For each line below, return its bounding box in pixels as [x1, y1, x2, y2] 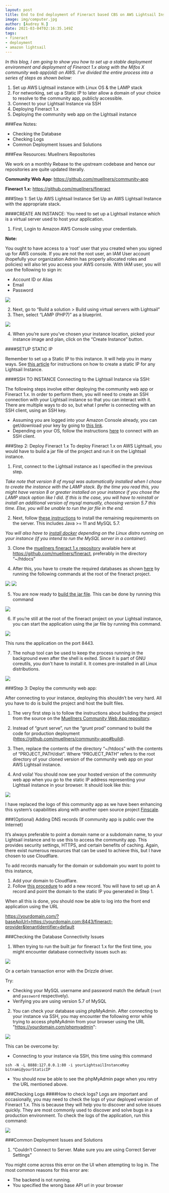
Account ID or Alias [12, 276, 53, 282]
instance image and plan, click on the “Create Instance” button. [12, 336, 144, 342]
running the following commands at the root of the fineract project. [12, 571, 151, 577]
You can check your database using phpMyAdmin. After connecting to [12, 1008, 158, 1014]
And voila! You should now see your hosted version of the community [12, 771, 157, 777]
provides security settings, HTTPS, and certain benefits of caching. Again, [5, 842, 159, 848]
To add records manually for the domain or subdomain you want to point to [5, 862, 160, 868]
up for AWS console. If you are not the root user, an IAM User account [5, 250, 150, 257]
